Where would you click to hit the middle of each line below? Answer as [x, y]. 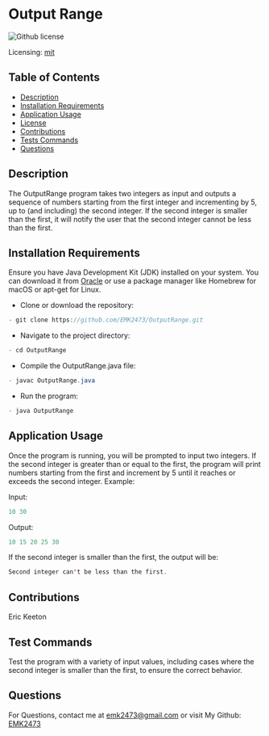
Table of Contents [54, 78]
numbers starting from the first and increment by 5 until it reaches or [122, 473]
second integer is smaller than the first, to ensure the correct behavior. [126, 670]
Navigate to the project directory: [75, 335]
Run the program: [49, 396]
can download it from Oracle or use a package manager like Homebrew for [132, 281]
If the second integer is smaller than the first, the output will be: [114, 557]
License [33, 123]
